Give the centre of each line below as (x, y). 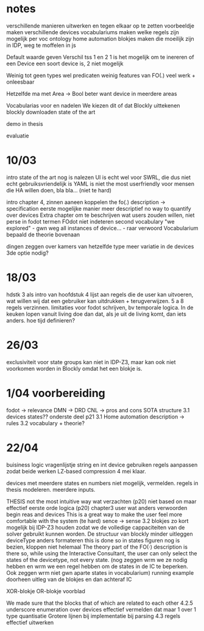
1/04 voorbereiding (56, 393)
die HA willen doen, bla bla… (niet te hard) (59, 190)
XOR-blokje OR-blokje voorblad (46, 591)
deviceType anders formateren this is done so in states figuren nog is (93, 540)
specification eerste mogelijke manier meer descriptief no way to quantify (99, 208)
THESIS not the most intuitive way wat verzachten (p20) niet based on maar (101, 501)
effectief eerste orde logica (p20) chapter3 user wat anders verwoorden (97, 508)
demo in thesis (25, 123)
